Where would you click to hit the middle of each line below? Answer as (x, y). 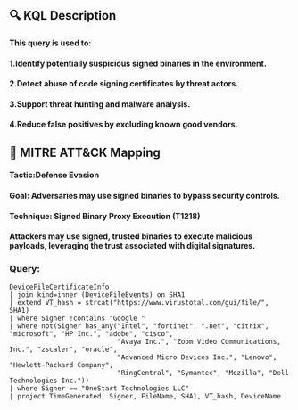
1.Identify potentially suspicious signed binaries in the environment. (138, 63)
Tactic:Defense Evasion (54, 175)
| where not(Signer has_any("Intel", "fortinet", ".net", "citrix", (139, 326)
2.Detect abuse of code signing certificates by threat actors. (124, 84)
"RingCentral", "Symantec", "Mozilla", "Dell (203, 373)
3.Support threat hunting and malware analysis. (100, 104)
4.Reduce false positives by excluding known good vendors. (124, 125)
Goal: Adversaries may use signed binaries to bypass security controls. (145, 195)
